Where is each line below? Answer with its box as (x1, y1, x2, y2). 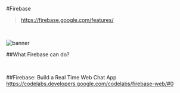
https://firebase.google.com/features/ (20, 17, 114, 23)
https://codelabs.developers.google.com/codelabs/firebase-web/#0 (6, 80, 174, 87)
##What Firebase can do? (6, 51, 70, 58)
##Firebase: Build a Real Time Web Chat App (6, 74, 117, 81)
